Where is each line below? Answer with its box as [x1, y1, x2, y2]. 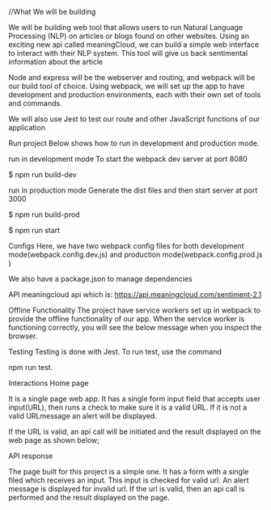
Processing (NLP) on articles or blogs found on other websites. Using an [8, 32, 249, 40]
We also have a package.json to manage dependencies [8, 274, 193, 283]
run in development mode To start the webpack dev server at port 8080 [8, 154, 248, 164]
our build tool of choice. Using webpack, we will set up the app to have [8, 81, 245, 91]
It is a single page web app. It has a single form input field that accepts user [8, 394, 261, 403]
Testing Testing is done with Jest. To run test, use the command [8, 347, 222, 356]
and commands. [8, 99, 62, 108]
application [8, 123, 46, 132]
